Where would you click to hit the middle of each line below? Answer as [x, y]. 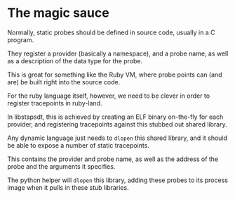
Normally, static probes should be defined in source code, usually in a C [111, 32]
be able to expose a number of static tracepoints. [78, 145]
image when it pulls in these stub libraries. [68, 187]
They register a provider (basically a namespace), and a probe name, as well [118, 53]
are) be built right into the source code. [64, 82]
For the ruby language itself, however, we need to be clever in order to [109, 96]
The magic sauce [59, 13]
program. [21, 39]
